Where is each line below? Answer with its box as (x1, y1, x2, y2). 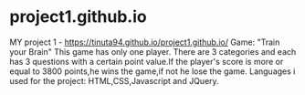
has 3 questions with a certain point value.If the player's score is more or (9, 56, 284, 67)
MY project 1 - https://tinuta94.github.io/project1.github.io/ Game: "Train (9, 37, 280, 47)
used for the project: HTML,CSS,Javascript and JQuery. (9, 75, 219, 86)
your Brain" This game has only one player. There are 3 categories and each (9, 46, 297, 57)
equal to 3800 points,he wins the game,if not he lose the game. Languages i (9, 66, 296, 77)
